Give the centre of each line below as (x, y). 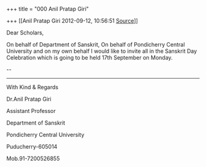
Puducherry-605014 (32, 146)
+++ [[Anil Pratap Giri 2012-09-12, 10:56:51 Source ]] (72, 21)
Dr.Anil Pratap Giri (29, 99)
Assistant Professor (31, 111)
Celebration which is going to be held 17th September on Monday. (90, 57)
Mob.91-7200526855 (33, 158)
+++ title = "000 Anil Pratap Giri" (48, 9)
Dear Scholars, (25, 33)
